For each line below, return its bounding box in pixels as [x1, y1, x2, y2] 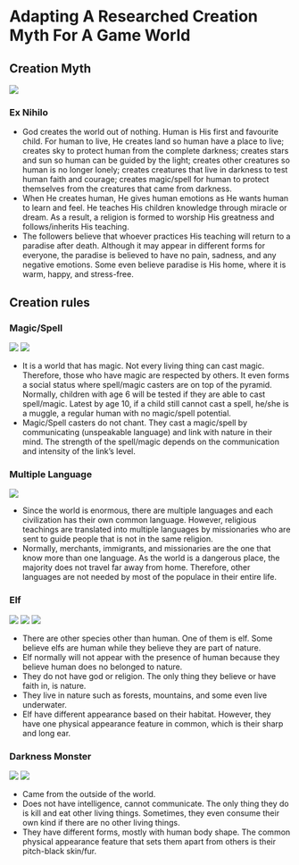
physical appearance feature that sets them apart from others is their [21, 836, 277, 846]
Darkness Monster [9, 750, 92, 762]
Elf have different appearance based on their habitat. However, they [21, 709, 271, 719]
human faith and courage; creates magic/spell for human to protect [21, 174, 270, 185]
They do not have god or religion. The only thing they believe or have [21, 670, 277, 681]
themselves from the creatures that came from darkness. [21, 183, 232, 194]
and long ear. [21, 727, 71, 738]
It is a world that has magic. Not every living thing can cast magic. [21, 360, 265, 371]
